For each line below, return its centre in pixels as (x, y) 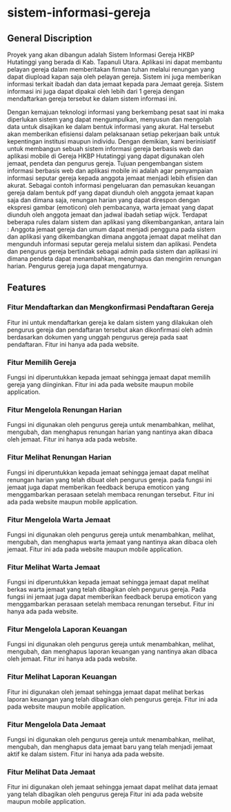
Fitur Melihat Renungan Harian (59, 457)
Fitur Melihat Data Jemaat (51, 772)
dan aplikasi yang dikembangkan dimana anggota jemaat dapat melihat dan (114, 237)
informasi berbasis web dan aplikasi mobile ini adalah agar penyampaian (110, 171)
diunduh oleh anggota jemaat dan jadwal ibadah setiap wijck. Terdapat (108, 215)
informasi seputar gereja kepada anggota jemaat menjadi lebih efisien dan (112, 178)
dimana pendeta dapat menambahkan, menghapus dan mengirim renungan (114, 259)
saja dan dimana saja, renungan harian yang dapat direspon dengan (103, 200)
